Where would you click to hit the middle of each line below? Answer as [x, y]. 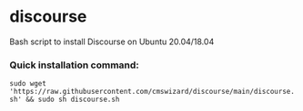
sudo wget [28, 84]
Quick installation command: [74, 65]
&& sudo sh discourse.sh [73, 100]
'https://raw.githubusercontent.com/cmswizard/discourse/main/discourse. [152, 92]
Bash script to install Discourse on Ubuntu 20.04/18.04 [112, 42]
